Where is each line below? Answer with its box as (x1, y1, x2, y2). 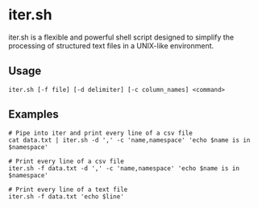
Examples (8, 107, 59, 122)
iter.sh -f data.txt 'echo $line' (8, 192, 125, 201)
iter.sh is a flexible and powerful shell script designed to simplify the (8, 32, 235, 42)
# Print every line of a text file (8, 185, 128, 193)
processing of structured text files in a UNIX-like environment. (8, 40, 214, 50)
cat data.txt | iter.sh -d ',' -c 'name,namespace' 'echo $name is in (8, 135, 251, 144)
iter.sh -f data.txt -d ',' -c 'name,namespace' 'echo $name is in (8, 164, 240, 173)
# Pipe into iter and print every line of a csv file (8, 129, 193, 137)
